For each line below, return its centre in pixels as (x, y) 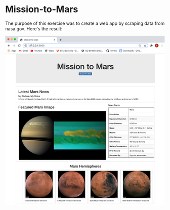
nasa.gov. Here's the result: (34, 28)
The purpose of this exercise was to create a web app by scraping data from (85, 23)
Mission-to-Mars (42, 9)
